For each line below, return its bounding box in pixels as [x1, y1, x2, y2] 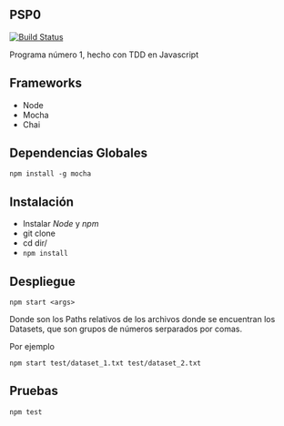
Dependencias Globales [9, 146, 148, 161]
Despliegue [9, 273, 76, 289]
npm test [9, 407, 43, 417]
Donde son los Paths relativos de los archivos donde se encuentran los [9, 314, 276, 325]
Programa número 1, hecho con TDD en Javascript [9, 49, 199, 60]
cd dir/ [22, 238, 48, 248]
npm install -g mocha [9, 169, 92, 178]
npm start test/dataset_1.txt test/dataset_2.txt [9, 359, 202, 368]
